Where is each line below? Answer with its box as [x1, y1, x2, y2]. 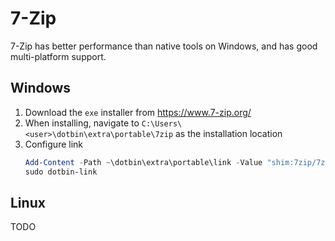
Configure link [24, 138, 83, 150]
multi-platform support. [10, 50, 107, 62]
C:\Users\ [141, 118, 183, 129]
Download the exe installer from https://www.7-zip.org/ [24, 106, 252, 118]
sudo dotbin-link [24, 167, 98, 177]
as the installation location [174, 127, 283, 139]
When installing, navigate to [24, 117, 140, 129]
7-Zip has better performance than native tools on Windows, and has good [10, 40, 318, 52]
